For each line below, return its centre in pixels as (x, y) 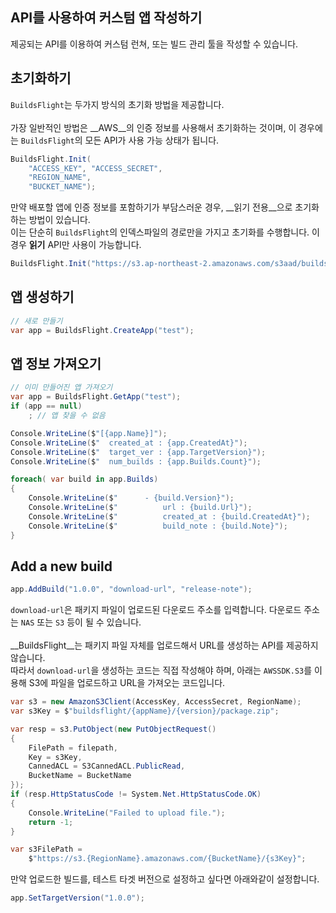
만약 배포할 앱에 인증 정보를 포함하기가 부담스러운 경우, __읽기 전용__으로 (151, 207)
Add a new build (61, 566)
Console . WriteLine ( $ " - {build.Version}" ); (131, 498)
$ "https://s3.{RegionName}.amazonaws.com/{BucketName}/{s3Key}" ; (167, 859)
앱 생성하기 (42, 297)
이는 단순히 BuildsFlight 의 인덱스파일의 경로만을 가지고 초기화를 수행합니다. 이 (165, 232)
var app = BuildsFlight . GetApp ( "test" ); (96, 397)
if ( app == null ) (46, 406)
